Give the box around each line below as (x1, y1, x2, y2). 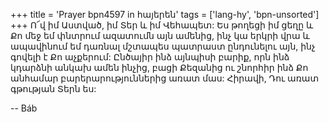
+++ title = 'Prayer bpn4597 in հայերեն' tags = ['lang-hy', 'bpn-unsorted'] (10, 9, 320, 20)
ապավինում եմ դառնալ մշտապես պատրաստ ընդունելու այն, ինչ (10, 40, 316, 52)
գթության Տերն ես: (10, 83, 97, 94)
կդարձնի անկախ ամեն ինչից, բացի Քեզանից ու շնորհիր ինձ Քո (10, 62, 309, 73)
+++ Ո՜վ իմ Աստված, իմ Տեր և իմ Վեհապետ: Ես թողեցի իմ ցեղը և (10, 19, 314, 31)
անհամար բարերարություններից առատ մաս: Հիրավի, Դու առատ (10, 72, 320, 84)
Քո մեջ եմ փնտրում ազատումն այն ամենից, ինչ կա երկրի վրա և (10, 30, 310, 41)
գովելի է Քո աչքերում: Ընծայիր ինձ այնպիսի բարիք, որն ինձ (10, 51, 290, 63)
